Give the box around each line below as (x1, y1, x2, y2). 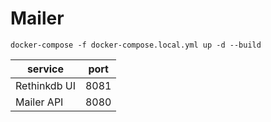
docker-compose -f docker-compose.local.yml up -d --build (10, 40, 262, 50)
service (26, 62, 65, 76)
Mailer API (15, 95, 64, 109)
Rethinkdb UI (15, 78, 76, 92)
